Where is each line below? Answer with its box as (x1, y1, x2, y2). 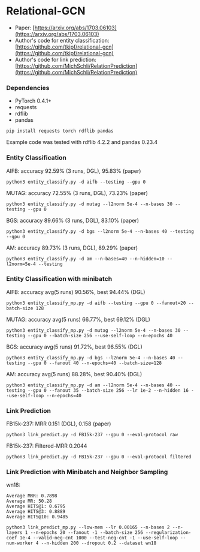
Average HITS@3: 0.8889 (6, 509, 66, 515)
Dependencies (6, 83, 50, 92)
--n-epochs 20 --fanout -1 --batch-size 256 (30, 530, 144, 536)
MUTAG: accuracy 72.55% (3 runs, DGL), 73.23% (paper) (6, 189, 149, 196)
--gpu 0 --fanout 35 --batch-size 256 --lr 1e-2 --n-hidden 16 (28, 387, 189, 394)
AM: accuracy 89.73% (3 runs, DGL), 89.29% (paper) (6, 244, 138, 251)
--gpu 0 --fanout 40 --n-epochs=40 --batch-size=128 (28, 360, 162, 366)
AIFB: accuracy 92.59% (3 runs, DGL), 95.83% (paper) (6, 167, 141, 175)
